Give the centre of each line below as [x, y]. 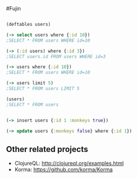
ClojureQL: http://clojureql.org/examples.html [69, 163]
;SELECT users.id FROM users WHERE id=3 [56, 56]
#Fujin [13, 9]
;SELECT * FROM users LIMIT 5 [43, 89]
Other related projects [47, 149]
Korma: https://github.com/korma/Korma [64, 170]
